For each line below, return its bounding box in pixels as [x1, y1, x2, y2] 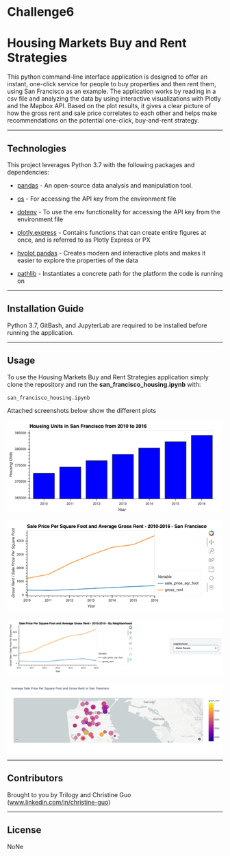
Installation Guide [7, 303, 84, 315]
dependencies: [7, 168, 49, 176]
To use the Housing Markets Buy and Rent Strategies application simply [7, 373, 209, 381]
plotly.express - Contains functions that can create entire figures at [16, 228, 207, 236]
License [7, 824, 42, 836]
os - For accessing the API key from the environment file [16, 194, 177, 203]
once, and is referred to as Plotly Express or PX [16, 236, 151, 244]
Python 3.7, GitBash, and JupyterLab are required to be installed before [7, 321, 207, 329]
